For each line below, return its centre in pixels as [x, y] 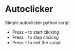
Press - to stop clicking [35, 37]
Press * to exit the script [36, 42]
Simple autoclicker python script [37, 23]
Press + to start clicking [36, 32]
